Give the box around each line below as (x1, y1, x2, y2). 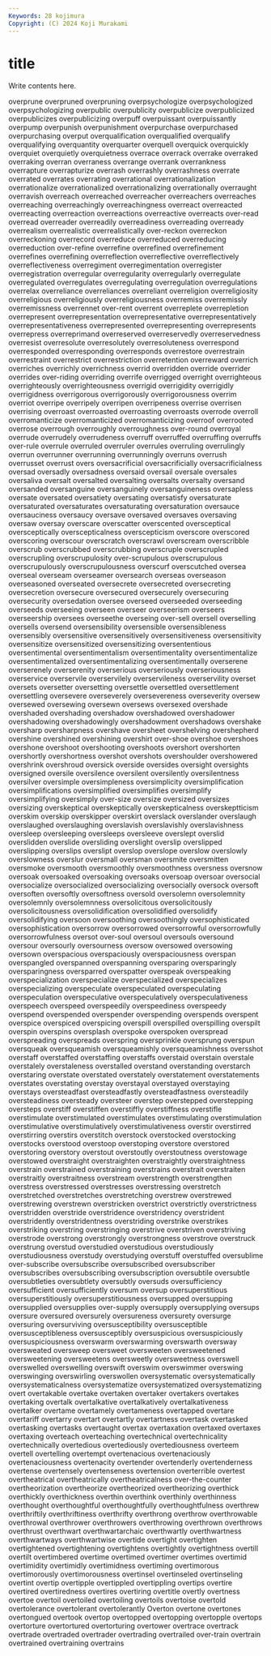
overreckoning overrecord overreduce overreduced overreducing (8, 234, 227, 244)
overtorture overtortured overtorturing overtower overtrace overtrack (8, 1621, 239, 1631)
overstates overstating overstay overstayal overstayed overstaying (8, 1079, 231, 1089)
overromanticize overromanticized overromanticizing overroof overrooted (8, 415, 254, 426)
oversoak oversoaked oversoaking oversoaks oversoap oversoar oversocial (8, 872, 260, 882)
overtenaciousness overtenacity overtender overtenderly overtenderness (8, 1457, 253, 1467)
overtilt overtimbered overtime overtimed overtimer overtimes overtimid (8, 1552, 248, 1562)
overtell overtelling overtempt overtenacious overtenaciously (8, 1448, 211, 1459)
